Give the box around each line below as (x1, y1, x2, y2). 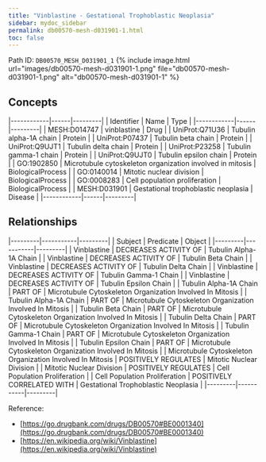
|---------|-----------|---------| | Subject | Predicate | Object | (8, 236, 211, 246)
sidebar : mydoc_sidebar (8, 19, 87, 27)
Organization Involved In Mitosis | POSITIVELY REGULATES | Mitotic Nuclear (8, 354, 258, 364)
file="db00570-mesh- (157, 64, 230, 74)
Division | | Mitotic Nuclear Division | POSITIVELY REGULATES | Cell (8, 363, 230, 372)
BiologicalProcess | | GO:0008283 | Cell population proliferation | (8, 175, 222, 185)
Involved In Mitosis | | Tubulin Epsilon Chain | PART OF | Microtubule (8, 337, 231, 347)
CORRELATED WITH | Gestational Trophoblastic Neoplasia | (8, 379, 203, 389)
